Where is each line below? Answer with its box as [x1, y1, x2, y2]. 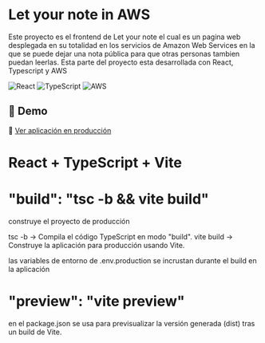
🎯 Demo [8, 104, 48, 118]
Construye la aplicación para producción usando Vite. [8, 240, 185, 250]
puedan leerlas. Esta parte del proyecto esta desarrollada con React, [8, 57, 234, 67]
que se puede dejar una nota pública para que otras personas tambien [8, 49, 240, 58]
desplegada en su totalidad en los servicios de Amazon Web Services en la [8, 40, 255, 49]
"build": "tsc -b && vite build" [8, 190, 209, 208]
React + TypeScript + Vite [8, 153, 182, 171]
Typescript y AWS [8, 65, 68, 75]
